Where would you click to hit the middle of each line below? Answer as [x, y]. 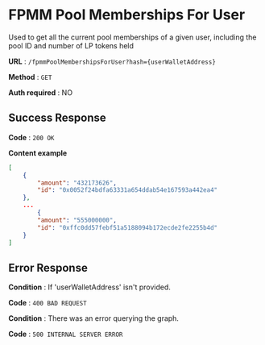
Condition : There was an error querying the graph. [94, 318]
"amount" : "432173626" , [77, 183]
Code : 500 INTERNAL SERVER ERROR [66, 334]
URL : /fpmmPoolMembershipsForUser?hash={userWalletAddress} [112, 61]
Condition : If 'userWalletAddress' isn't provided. [90, 287]
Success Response [57, 118]
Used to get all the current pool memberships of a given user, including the [132, 37]
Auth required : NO [41, 92]
